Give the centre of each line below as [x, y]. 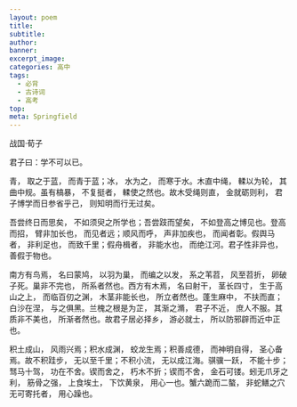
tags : [19, 76]
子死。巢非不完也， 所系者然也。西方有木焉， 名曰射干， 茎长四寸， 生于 [142, 286]
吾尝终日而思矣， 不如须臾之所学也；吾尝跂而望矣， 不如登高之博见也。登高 [148, 223]
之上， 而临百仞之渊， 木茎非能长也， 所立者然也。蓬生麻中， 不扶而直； [149, 297]
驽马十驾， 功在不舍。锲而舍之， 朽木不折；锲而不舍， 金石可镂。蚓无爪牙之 [149, 371]
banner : [24, 51]
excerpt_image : [37, 59]
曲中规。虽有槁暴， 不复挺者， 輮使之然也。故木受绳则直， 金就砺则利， [141, 192]
